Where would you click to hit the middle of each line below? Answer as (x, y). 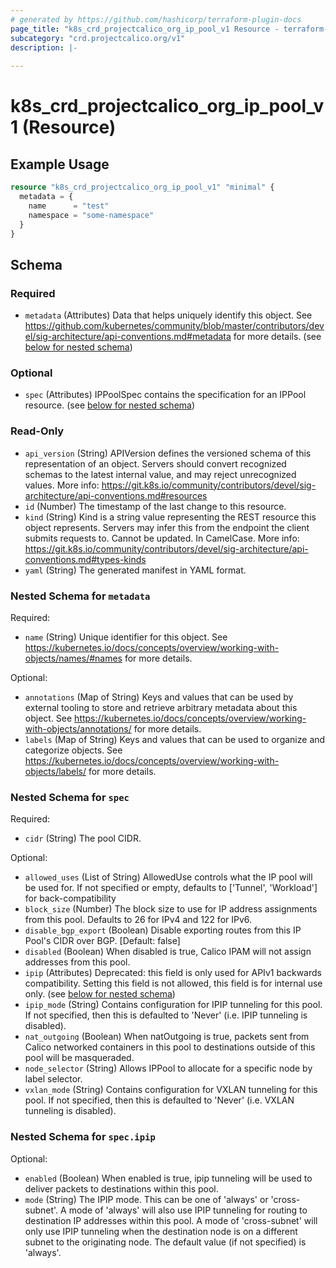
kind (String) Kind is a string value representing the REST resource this (170, 517)
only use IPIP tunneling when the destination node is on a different (161, 1231)
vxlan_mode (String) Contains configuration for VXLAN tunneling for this (171, 1090)
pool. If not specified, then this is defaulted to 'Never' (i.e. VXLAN (159, 1100)
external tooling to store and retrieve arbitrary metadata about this (161, 707)
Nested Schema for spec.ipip (83, 1137)
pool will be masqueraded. (79, 1058)
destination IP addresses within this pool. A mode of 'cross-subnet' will (171, 1220)
